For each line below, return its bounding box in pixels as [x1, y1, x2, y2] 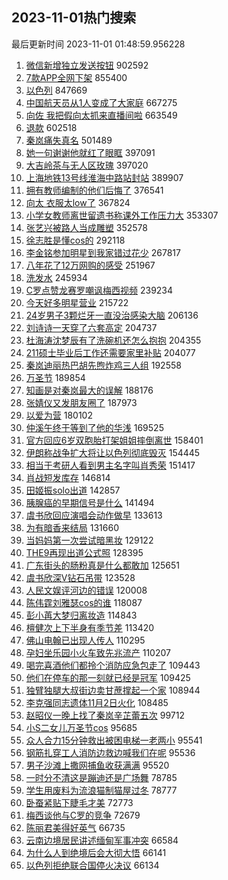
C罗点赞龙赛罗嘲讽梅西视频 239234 [25, 284, 174, 296]
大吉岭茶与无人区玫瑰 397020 [25, 159, 149, 171]
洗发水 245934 [25, 271, 88, 283]
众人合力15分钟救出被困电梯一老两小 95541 [25, 734, 203, 746]
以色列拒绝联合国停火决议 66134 [25, 859, 160, 871]
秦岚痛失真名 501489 [25, 134, 113, 146]
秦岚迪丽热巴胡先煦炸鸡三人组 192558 [25, 359, 182, 371]
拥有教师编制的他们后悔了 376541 [25, 184, 164, 196]
